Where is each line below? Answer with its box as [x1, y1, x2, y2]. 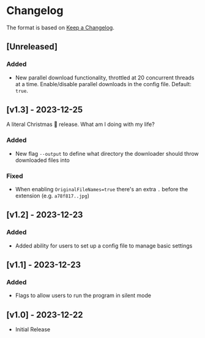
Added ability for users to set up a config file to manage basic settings [15, 242, 193, 249]
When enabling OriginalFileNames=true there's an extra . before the [15, 186, 188, 193]
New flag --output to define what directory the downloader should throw [15, 150, 199, 157]
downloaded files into [15, 156, 70, 164]
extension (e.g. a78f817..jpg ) [15, 192, 90, 199]
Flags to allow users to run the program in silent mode [15, 292, 152, 299]
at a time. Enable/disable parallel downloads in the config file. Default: [15, 80, 192, 87]
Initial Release [15, 326, 51, 333]
